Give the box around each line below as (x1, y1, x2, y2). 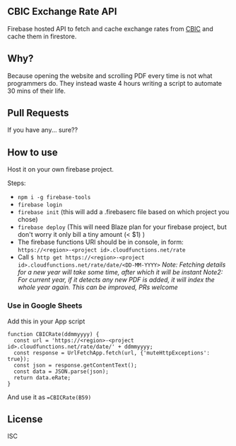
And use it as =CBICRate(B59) (7, 393, 92, 401)
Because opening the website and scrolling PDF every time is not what (7, 71, 213, 80)
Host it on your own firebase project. (7, 165, 114, 174)
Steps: (7, 179, 26, 187)
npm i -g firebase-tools (17, 194, 91, 201)
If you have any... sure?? (7, 126, 78, 134)
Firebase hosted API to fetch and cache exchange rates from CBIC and (7, 24, 213, 33)
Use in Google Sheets (7, 301, 83, 311)
